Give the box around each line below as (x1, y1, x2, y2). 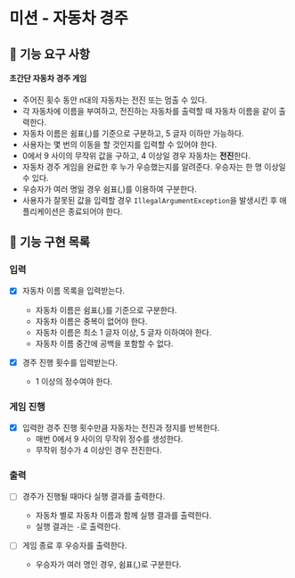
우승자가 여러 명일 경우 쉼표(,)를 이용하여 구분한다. (21, 184, 198, 194)
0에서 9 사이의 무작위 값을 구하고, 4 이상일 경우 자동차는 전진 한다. (21, 150, 251, 161)
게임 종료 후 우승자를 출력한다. (21, 541, 127, 551)
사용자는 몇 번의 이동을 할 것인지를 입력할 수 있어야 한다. (21, 139, 217, 150)
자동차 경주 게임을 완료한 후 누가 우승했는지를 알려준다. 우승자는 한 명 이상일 (21, 161, 287, 172)
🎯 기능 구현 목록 (9, 235, 91, 250)
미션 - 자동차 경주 (9, 8, 129, 29)
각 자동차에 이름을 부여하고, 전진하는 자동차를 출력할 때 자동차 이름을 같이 (21, 105, 277, 116)
